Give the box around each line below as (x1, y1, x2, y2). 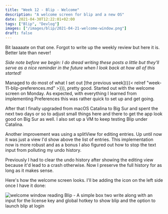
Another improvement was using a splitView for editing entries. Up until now (5, 131, 162, 137)
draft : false (5, 31, 33, 36)
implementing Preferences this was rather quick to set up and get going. (5, 96, 154, 102)
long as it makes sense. (5, 167, 54, 173)
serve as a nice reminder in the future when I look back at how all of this (5, 65, 155, 71)
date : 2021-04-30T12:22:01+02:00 (5, 17, 75, 22)
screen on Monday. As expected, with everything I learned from (5, 91, 137, 96)
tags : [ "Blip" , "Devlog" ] (5, 21, 59, 27)
